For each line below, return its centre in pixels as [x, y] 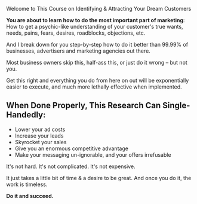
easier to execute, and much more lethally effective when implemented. [94, 87]
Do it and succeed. [30, 196]
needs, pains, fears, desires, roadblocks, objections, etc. [76, 33]
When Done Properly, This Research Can [84, 106]
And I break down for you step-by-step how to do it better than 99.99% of [97, 45]
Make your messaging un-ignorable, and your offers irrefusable [93, 154]
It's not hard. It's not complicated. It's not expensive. [71, 166]
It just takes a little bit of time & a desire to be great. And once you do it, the [99, 178]
